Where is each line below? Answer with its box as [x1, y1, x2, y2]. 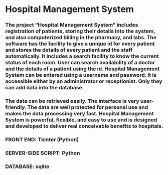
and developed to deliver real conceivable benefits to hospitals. [5, 123, 163, 130]
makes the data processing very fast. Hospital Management [5, 110, 154, 117]
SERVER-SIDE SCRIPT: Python [5, 149, 80, 156]
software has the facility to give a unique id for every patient [5, 40, 155, 47]
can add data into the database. [5, 84, 84, 91]
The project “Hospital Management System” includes [5, 22, 138, 29]
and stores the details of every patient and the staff [5, 47, 133, 54]
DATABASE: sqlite [5, 163, 50, 170]
